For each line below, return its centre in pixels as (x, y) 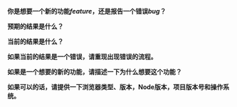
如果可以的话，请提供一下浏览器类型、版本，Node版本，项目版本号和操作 (115, 87)
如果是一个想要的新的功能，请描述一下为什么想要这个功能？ (95, 72)
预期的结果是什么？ (36, 26)
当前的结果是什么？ (36, 41)
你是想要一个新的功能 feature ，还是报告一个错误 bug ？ (87, 11)
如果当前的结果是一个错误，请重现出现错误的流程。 (82, 57)
